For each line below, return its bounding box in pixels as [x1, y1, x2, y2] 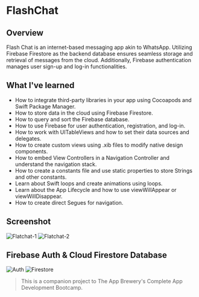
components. [14, 147, 48, 155]
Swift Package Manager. [14, 103, 76, 110]
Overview [6, 28, 44, 38]
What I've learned [6, 80, 75, 91]
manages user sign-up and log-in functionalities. [6, 63, 127, 70]
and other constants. [14, 173, 67, 180]
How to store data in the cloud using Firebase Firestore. [14, 109, 153, 117]
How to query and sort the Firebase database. [14, 115, 130, 123]
